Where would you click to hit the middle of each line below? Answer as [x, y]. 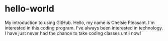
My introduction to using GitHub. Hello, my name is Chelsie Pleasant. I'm [80, 22]
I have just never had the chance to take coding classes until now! [73, 33]
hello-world [30, 9]
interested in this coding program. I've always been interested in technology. [84, 27]
